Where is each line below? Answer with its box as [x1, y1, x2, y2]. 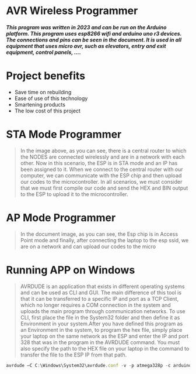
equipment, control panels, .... [6, 49, 82, 56]
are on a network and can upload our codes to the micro [20, 243, 156, 250]
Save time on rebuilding [14, 88, 72, 95]
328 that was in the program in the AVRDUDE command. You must [20, 338, 180, 346]
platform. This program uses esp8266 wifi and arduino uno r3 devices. [6, 30, 182, 37]
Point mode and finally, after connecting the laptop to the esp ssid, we [20, 236, 189, 243]
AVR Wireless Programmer [6, 4, 138, 18]
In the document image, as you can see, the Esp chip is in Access [20, 230, 178, 238]
